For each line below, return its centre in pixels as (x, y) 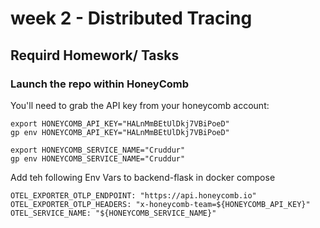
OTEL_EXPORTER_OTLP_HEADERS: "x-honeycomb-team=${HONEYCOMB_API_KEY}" (160, 204)
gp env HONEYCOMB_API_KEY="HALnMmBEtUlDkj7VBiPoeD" (120, 132)
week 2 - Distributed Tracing (131, 18)
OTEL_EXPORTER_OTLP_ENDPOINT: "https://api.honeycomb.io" (133, 195)
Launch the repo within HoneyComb (100, 84)
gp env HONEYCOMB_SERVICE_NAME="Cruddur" (98, 158)
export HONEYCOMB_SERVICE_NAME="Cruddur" (98, 150)
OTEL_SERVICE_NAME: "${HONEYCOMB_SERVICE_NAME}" (113, 213)
